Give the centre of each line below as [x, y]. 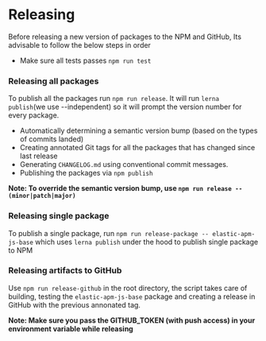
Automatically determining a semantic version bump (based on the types [139, 131]
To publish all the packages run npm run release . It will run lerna [114, 99]
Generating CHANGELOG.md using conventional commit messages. [124, 165]
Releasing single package [59, 216]
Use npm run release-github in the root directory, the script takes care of [128, 288]
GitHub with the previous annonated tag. [75, 304]
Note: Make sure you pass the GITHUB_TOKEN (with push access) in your [132, 320]
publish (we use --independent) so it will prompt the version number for [125, 107]
